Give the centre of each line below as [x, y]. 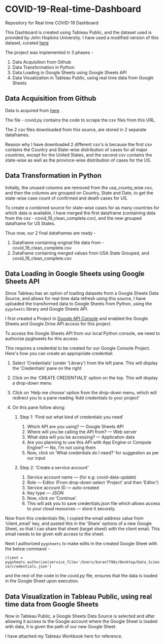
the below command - [28, 549]
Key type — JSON [45, 493]
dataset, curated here [27, 42]
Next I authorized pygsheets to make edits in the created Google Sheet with [81, 544]
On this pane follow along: [39, 407]
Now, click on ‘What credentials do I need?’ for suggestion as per [93, 453]
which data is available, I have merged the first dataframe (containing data [81, 213]
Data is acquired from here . [33, 110]
